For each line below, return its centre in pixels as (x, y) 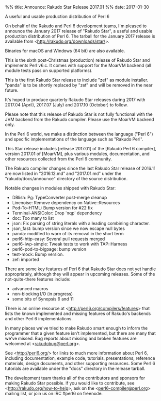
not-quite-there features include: (38, 279)
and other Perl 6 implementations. (39, 319)
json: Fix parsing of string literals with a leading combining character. (81, 223)
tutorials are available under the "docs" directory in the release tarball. (75, 368)
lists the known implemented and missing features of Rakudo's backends (78, 314)
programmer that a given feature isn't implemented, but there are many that (80, 333)
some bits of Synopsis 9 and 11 (43, 299)
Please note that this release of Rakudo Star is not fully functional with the (79, 114)
